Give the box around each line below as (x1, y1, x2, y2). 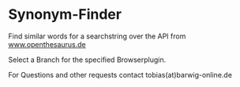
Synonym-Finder (8, 5, 122, 24)
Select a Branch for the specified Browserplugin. (8, 55, 167, 64)
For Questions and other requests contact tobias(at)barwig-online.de (8, 70, 233, 79)
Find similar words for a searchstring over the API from (8, 31, 186, 41)
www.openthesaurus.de (8, 39, 87, 49)
